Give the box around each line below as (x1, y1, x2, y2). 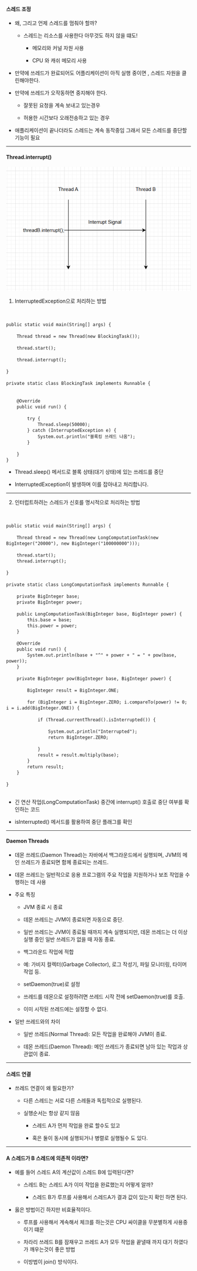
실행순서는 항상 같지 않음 (23, 1109, 80, 1116)
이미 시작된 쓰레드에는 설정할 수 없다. (23, 1005, 108, 1013)
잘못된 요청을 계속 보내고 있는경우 (23, 102, 101, 109)
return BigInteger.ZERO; (47, 735, 109, 740)
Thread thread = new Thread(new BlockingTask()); (16, 333, 141, 339)
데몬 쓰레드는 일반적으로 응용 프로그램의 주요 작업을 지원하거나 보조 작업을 (14, 871, 184, 878)
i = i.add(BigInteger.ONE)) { (6, 705, 80, 711)
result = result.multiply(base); (37, 752, 119, 758)
